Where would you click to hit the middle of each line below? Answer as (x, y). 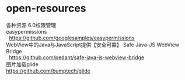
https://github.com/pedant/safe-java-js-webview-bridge (76, 57)
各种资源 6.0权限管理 (31, 25)
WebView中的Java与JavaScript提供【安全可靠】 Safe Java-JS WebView (93, 45)
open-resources (46, 8)
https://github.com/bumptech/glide (48, 71)
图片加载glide (22, 64)
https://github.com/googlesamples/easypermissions (71, 38)
